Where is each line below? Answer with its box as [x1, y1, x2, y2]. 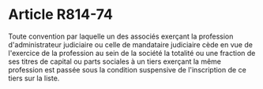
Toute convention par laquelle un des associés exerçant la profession [8, 32, 234, 41]
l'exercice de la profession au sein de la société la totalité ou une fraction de [8, 48, 256, 57]
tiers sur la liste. [8, 73, 60, 83]
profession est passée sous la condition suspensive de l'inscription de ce [8, 65, 246, 74]
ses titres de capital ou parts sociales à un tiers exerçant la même [8, 57, 221, 66]
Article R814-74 [8, 6, 113, 24]
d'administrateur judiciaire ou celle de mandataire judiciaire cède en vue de [8, 39, 253, 49]
